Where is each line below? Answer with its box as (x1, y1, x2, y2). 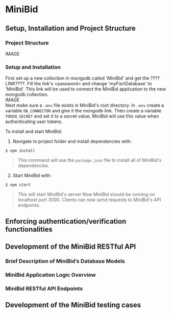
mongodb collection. (5, 91, 48, 98)
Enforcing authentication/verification (5, 217, 127, 226)
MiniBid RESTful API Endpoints (5, 285, 83, 292)
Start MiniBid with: (12, 173, 52, 179)
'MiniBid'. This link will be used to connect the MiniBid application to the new (5, 86, 166, 92)
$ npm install (5, 148, 36, 154)
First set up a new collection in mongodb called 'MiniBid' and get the (5, 75, 150, 81)
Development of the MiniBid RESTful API (5, 242, 136, 251)
